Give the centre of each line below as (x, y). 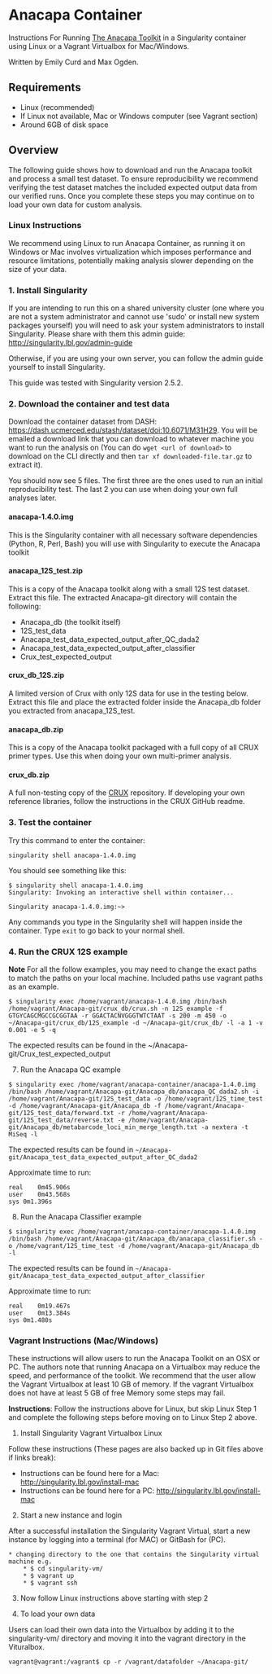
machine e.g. (30, 1562)
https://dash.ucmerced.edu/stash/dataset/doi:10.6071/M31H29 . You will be (133, 430)
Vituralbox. (26, 1647)
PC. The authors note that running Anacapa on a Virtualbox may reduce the (134, 1367)
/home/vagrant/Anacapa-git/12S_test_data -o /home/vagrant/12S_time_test (136, 1099)
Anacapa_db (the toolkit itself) (70, 622)
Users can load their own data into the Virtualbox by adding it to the (121, 1630)
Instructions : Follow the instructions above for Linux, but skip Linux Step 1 (133, 1409)
